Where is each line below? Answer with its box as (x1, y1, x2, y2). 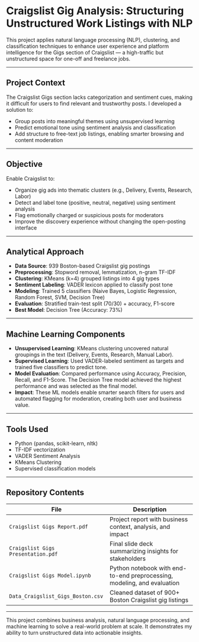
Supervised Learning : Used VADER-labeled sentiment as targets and (14, 357, 184, 364)
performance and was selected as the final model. (14, 383, 137, 390)
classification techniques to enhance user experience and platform (6, 43, 169, 50)
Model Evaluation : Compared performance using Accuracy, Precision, (14, 370, 187, 377)
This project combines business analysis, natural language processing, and (6, 617, 190, 624)
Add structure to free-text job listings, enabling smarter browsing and (14, 130, 184, 137)
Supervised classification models (14, 465, 96, 472)
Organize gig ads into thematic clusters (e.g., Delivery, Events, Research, (14, 186, 192, 193)
